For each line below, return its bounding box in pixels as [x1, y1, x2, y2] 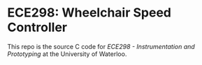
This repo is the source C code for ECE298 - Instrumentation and [7, 42, 196, 50]
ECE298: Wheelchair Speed [7, 5, 171, 21]
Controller [7, 19, 68, 35]
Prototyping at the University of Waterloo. [7, 50, 127, 58]
